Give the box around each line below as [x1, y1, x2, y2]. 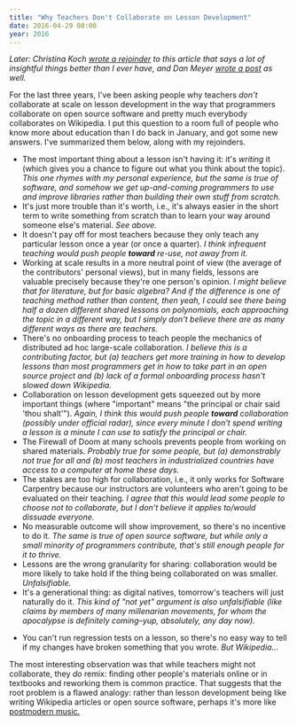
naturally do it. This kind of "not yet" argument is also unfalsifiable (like [21, 596, 283, 607]
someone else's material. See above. [21, 220, 157, 230]
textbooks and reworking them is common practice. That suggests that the [9, 678, 282, 689]
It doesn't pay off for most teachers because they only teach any [21, 230, 260, 240]
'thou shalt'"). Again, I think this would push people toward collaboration [21, 409, 289, 419]
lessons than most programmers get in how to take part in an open [21, 361, 268, 372]
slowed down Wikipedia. [21, 380, 113, 391]
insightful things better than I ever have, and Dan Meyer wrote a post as [9, 63, 273, 74]
